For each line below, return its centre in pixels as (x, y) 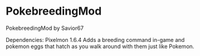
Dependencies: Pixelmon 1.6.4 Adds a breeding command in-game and (95, 40)
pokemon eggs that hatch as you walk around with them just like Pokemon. (100, 46)
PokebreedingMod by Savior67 (45, 28)
